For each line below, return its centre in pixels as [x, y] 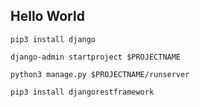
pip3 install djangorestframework [82, 92]
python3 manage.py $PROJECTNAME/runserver [100, 74]
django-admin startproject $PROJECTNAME [96, 57]
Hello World [47, 16]
